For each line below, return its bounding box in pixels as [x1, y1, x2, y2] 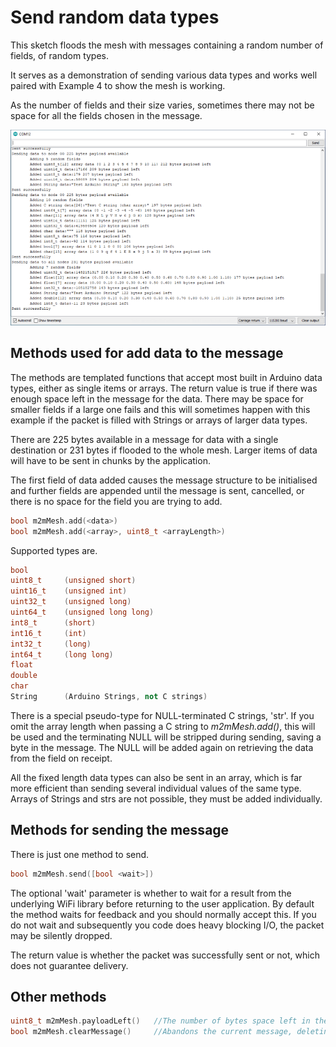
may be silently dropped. [10, 929, 113, 941]
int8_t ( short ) [10, 617, 97, 628]
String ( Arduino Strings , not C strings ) [10, 692, 208, 702]
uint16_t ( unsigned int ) [10, 586, 128, 596]
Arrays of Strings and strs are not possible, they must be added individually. [10, 792, 323, 805]
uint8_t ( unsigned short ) [10, 576, 137, 586]
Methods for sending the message [10, 822, 230, 839]
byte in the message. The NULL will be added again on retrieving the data [10, 741, 314, 753]
